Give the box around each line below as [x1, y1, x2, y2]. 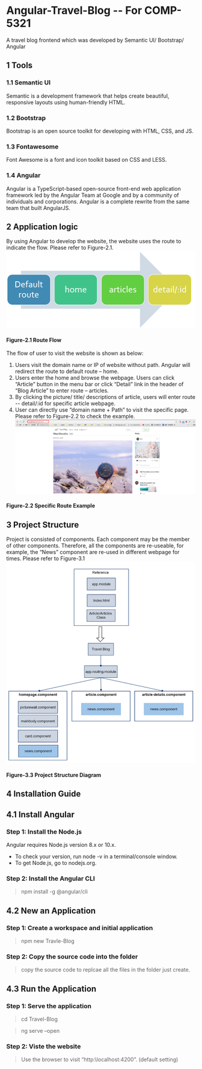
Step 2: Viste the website [6, 1042, 81, 1050]
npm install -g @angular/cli [20, 888, 88, 895]
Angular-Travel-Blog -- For [6, 4, 142, 18]
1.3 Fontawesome [6, 142, 59, 151]
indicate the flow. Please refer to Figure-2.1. [6, 244, 114, 251]
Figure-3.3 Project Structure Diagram [6, 771, 102, 779]
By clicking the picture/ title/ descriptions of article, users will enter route [14, 394, 195, 401]
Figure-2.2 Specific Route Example [6, 502, 95, 509]
